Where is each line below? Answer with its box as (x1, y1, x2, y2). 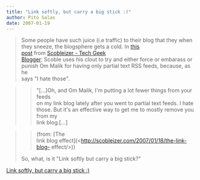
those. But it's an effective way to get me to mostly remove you (36, 106, 194, 114)
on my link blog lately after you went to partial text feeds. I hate (36, 100, 194, 107)
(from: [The (36, 130, 65, 138)
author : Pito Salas (6, 14, 56, 21)
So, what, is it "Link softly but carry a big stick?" (21, 155, 141, 162)
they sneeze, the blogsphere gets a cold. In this (21, 43, 140, 50)
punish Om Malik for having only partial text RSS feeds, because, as (21, 62, 191, 69)
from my (36, 112, 58, 120)
